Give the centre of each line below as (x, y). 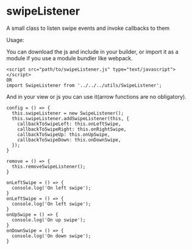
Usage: (15, 40)
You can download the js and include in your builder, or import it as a (92, 52)
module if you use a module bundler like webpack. (69, 58)
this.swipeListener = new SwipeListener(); (68, 113)
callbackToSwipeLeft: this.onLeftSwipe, (69, 124)
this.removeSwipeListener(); (49, 166)
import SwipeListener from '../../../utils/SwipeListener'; (84, 85)
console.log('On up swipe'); (49, 220)
